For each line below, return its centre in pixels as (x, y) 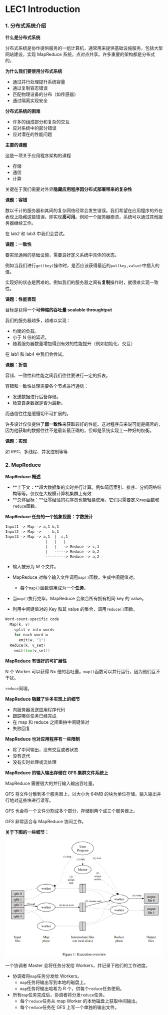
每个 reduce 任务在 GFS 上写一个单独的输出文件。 (69, 1007)
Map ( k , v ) (20, 624)
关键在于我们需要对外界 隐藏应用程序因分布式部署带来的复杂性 (69, 189)
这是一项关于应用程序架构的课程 (38, 155)
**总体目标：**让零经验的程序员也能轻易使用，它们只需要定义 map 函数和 (86, 500)
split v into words (34, 630)
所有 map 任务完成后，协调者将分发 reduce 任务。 (60, 995)
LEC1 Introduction (43, 9)
